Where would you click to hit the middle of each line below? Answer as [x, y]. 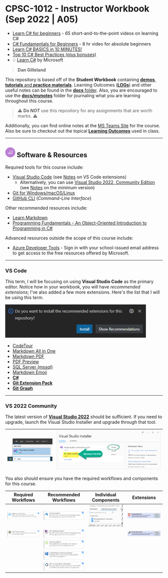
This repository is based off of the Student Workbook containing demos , [81, 79]
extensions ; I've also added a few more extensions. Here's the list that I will [82, 292]
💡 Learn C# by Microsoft [38, 60]
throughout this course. [29, 101]
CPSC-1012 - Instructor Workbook [77, 9]
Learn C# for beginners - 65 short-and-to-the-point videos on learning [85, 33]
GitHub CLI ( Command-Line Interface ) [52, 198]
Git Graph [23, 388]
